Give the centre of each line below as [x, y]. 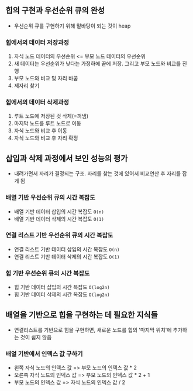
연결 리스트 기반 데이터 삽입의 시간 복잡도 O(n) [67, 249]
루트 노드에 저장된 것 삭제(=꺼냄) [51, 116]
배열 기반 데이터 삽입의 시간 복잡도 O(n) [59, 211]
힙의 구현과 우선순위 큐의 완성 [55, 11]
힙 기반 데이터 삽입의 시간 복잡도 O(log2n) [62, 287]
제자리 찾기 [27, 86]
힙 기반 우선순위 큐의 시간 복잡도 [48, 273]
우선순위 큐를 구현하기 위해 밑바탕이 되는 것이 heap [72, 26]
